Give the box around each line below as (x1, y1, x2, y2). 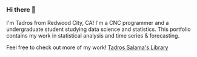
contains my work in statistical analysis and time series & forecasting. (6, 32, 180, 39)
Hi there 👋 (6, 5, 36, 14)
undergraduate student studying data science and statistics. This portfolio (6, 25, 191, 33)
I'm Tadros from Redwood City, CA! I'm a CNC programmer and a (6, 19, 169, 27)
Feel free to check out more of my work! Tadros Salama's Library (6, 44, 169, 51)
